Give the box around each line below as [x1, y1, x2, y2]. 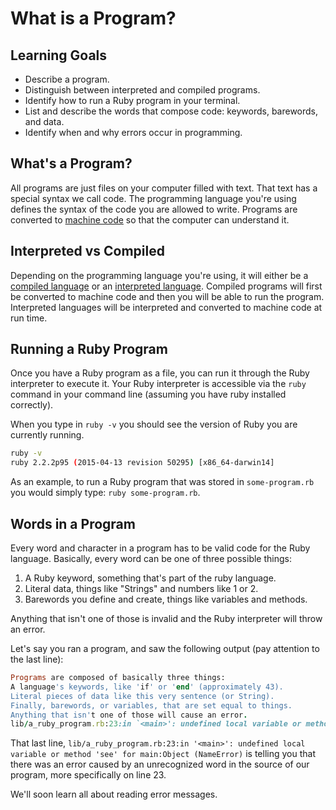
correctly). [10, 399, 54, 411]
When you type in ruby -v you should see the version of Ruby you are [10, 418, 298, 431]
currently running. [10, 429, 85, 441]
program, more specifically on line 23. [10, 769, 167, 781]
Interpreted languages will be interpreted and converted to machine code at [10, 301, 323, 313]
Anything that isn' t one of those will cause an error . [10, 710, 248, 720]
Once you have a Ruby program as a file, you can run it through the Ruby [10, 367, 310, 379]
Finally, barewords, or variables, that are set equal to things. [10, 700, 293, 711]
